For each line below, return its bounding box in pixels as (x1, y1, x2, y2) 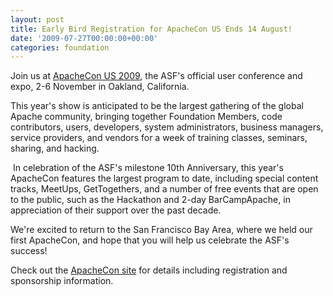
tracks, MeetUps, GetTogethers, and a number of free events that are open (10, 183, 319, 195)
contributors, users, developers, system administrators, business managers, (10, 121, 324, 133)
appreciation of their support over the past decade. (10, 204, 222, 216)
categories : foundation (10, 42, 110, 53)
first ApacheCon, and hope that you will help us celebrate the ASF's (10, 234, 290, 246)
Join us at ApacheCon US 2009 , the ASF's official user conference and (10, 70, 303, 82)
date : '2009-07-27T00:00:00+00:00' (10, 33, 159, 43)
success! (10, 245, 48, 257)
